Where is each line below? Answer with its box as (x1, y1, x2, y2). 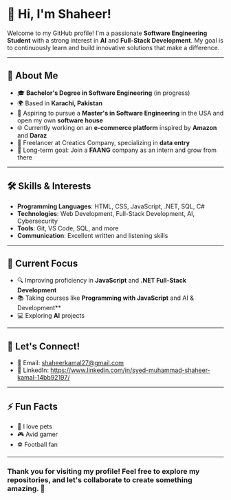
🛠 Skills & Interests (7, 180, 91, 192)
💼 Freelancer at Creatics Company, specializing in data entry (16, 138, 190, 146)
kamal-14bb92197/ (16, 373, 70, 382)
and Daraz (16, 131, 47, 140)
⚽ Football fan (16, 440, 58, 448)
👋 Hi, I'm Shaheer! (7, 6, 111, 22)
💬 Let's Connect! (7, 340, 80, 352)
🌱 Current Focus (7, 257, 78, 269)
